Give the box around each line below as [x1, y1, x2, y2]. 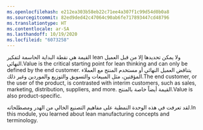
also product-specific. [7, 92, 62, 99]
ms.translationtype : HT [7, 20, 67, 26]
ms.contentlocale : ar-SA [7, 25, 69, 32]
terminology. [7, 117, 39, 124]
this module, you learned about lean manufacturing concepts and [7, 110, 170, 117]
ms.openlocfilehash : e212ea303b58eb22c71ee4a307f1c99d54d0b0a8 [7, 8, 170, 15]
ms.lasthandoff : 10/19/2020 [7, 31, 78, 37]
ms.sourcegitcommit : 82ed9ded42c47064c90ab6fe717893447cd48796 [7, 15, 170, 21]
